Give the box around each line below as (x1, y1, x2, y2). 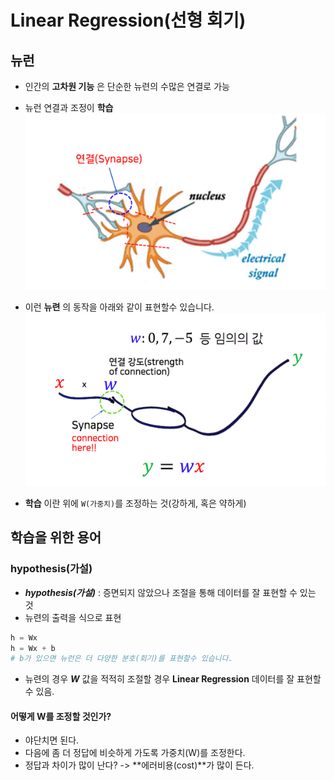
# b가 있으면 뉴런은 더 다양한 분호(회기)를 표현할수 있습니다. (10, 654, 233, 664)
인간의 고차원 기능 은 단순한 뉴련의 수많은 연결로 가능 (24, 81, 230, 92)
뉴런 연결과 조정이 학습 (24, 102, 114, 113)
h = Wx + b (10, 643, 56, 653)
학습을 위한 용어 (10, 529, 102, 546)
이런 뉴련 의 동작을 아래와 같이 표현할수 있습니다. (24, 301, 215, 313)
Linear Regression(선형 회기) (10, 9, 247, 32)
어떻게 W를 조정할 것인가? (10, 710, 112, 722)
